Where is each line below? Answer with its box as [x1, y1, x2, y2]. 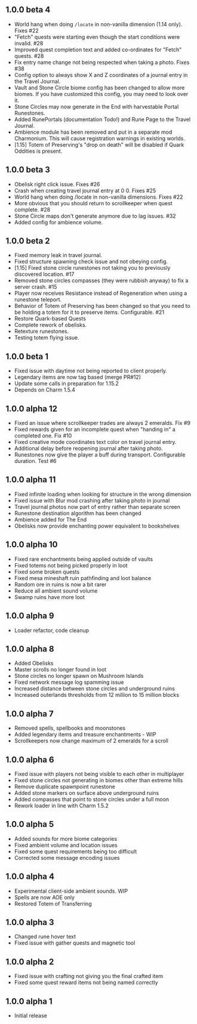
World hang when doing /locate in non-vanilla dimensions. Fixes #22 [14, 193, 183, 201]
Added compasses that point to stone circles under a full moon [14, 795, 170, 803]
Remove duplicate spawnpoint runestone [14, 783, 116, 790]
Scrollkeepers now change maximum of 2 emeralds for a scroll [14, 737, 168, 745]
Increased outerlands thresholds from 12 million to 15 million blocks [14, 692, 180, 699]
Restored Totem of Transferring [14, 900, 92, 907]
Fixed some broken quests [14, 568, 80, 575]
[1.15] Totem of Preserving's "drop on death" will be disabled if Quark [14, 141, 184, 148]
